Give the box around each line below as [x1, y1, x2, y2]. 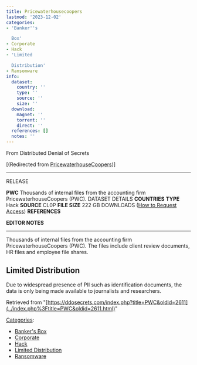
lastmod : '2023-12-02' [6, 14, 62, 20]
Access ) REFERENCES [6, 208, 61, 215]
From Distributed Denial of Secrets [6, 150, 90, 156]
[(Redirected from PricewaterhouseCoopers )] [6, 161, 116, 168]
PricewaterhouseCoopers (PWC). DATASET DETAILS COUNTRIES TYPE [6, 195, 180, 202]
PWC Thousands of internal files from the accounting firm [6, 189, 146, 196]
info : [6, 73, 19, 79]
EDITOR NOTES [6, 219, 44, 226]
